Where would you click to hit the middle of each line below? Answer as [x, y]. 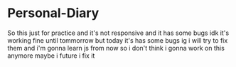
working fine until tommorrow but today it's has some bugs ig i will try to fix [118, 40]
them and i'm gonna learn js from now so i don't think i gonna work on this [116, 48]
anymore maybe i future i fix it [51, 56]
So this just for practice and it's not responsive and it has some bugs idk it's [118, 33]
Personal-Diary [53, 13]
